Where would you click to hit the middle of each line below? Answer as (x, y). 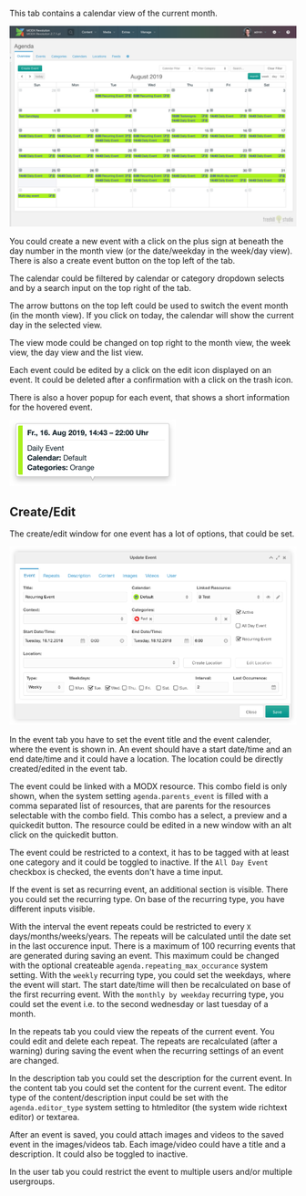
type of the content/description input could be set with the (119, 1097)
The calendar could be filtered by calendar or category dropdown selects (147, 278)
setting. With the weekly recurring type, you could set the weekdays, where (150, 974)
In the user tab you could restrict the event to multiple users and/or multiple (151, 1171)
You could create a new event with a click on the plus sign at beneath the (147, 242)
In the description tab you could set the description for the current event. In (151, 1078)
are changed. (34, 1060)
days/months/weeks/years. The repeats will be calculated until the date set (150, 936)
